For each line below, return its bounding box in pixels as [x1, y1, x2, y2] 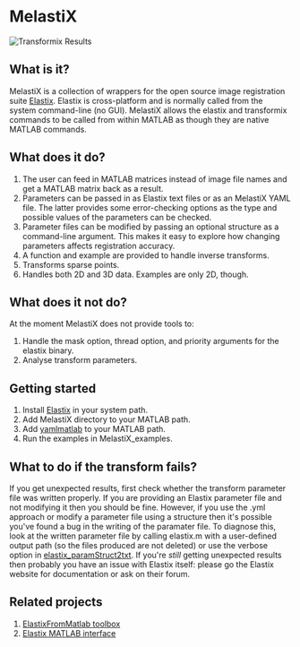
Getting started [9, 381, 97, 396]
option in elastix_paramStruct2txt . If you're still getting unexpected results [9, 549, 282, 560]
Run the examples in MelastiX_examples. [21, 433, 173, 444]
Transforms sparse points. [21, 259, 120, 270]
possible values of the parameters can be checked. [21, 211, 212, 222]
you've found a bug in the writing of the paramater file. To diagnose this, [9, 522, 276, 531]
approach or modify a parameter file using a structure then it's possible [9, 512, 272, 522]
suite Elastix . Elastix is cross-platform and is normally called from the [9, 95, 263, 106]
